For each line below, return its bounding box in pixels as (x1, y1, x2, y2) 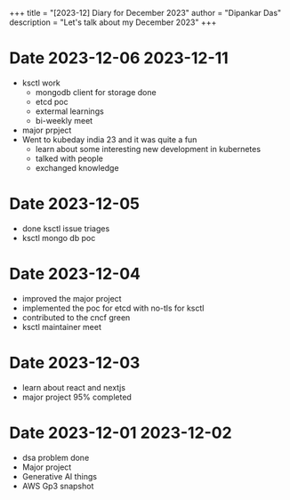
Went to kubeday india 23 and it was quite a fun (21, 133, 197, 145)
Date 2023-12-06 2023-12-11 (9, 48, 229, 69)
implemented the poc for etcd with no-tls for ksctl (21, 302, 205, 313)
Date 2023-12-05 (9, 194, 141, 214)
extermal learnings (35, 106, 104, 117)
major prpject (21, 125, 72, 135)
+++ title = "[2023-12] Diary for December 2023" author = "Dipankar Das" (9, 8, 282, 18)
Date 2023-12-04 (9, 264, 141, 284)
